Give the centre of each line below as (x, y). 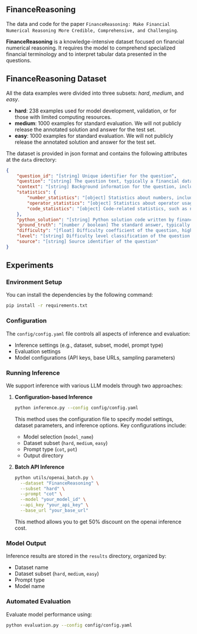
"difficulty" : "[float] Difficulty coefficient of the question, (98, 231)
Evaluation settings (38, 351)
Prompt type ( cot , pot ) (50, 449)
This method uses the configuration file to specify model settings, (94, 419)
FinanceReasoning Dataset (56, 79)
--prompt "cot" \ (41, 494)
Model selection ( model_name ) (58, 437)
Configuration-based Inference (53, 397)
